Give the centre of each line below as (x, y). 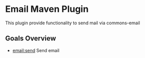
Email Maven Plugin (47, 9)
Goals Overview (31, 38)
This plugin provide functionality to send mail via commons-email (73, 23)
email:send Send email (36, 50)
